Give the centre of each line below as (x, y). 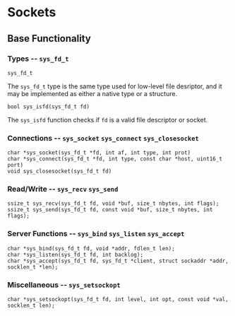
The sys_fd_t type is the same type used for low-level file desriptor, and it (115, 86)
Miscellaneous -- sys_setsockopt (64, 285)
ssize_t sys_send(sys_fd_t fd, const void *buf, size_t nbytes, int (110, 210)
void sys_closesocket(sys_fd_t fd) (60, 171)
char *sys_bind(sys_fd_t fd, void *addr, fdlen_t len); (91, 248)
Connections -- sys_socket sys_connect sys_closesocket (103, 138)
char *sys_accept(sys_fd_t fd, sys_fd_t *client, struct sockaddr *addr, (118, 261)
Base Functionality (49, 39)
